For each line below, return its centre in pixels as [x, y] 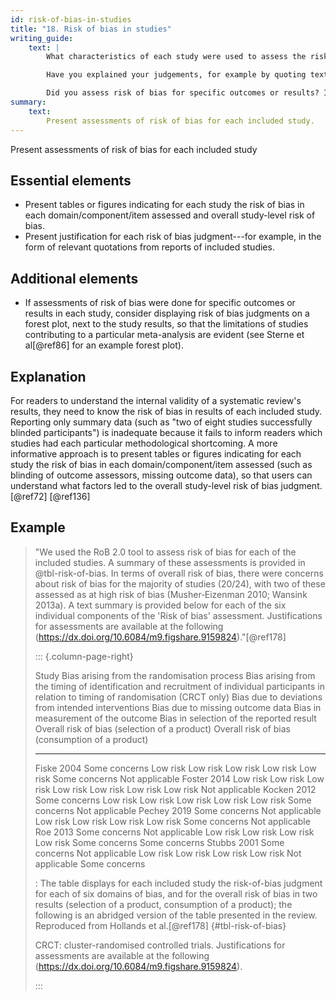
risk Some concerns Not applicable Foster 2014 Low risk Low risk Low [179, 778]
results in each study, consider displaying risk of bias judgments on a [167, 313]
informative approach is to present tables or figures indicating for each [156, 453]
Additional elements [74, 278]
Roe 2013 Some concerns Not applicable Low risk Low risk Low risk [174, 832]
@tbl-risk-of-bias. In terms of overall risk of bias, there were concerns [179, 573]
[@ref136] [70, 496]
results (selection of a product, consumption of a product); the [163, 904]
